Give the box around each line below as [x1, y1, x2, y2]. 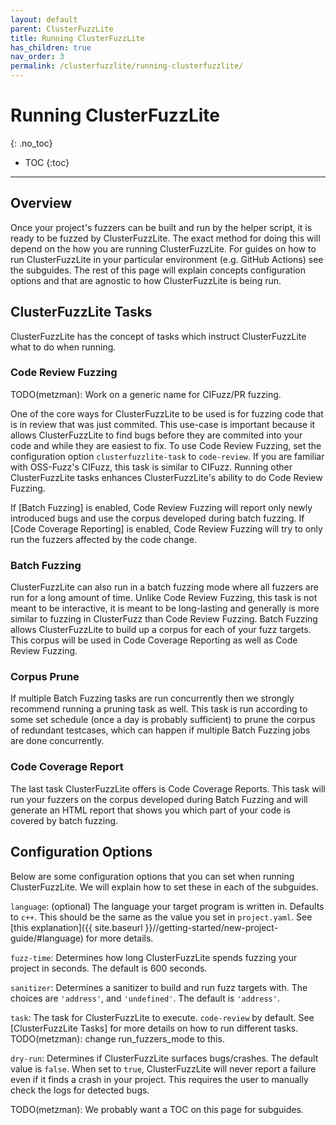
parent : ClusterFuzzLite [10, 24, 114, 34]
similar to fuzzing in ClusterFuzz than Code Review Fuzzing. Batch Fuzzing [10, 613, 318, 625]
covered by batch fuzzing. [10, 814, 119, 826]
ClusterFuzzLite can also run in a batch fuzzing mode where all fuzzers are [10, 581, 319, 593]
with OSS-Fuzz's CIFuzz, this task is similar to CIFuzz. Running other [10, 461, 293, 473]
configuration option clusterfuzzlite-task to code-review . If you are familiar [10, 450, 325, 462]
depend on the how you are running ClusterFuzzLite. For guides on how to [10, 242, 317, 255]
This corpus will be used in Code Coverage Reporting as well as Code [10, 634, 298, 646]
